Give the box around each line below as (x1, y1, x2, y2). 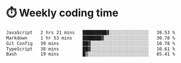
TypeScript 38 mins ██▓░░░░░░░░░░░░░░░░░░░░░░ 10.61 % (6, 46, 176, 52)
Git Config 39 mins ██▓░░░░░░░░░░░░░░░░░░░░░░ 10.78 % (6, 40, 176, 46)
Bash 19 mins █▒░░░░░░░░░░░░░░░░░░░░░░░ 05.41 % (6, 51, 176, 57)
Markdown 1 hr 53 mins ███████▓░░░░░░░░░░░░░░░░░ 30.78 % (6, 35, 176, 41)
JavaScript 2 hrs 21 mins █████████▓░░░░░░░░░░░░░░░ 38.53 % (6, 29, 176, 36)
